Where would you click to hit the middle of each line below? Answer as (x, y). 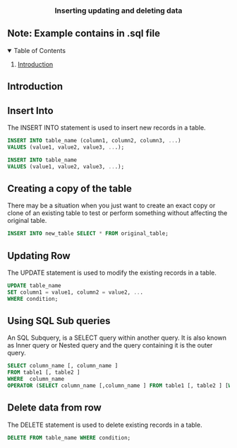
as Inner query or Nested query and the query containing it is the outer (110, 345)
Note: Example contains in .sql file (84, 34)
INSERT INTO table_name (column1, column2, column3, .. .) (94, 140)
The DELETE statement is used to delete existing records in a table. (105, 425)
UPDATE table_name (34, 285)
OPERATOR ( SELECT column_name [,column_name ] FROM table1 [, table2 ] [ (118, 386)
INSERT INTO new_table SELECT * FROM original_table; (88, 234)
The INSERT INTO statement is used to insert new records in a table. (107, 127)
